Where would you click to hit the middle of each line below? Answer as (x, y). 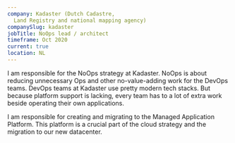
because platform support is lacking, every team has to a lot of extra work (115, 95)
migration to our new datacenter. (55, 132)
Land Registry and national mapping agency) (80, 20)
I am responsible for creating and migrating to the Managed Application (111, 116)
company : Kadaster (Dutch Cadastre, (61, 14)
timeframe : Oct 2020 (38, 40)
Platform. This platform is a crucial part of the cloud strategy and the (107, 124)
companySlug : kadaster (41, 27)
